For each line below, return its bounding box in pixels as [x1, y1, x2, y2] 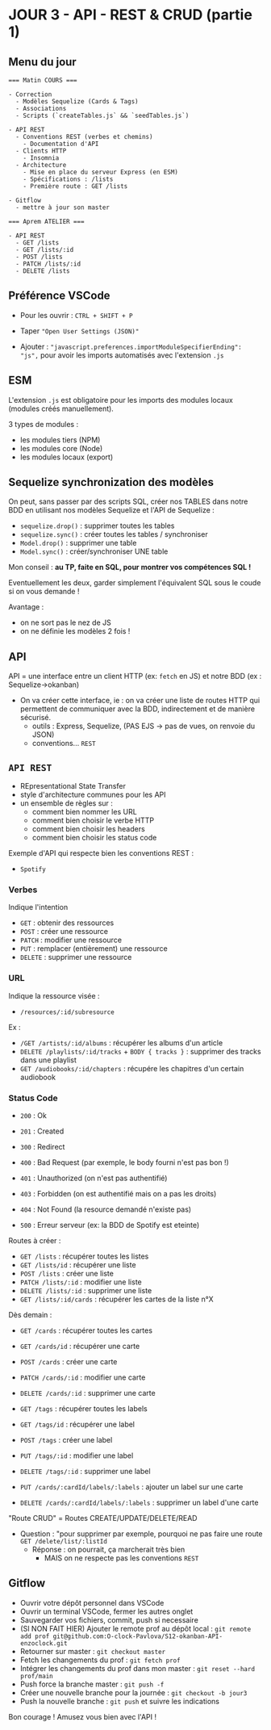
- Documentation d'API [23, 140, 99, 148]
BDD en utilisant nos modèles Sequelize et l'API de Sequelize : [8, 505, 215, 515]
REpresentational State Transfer [19, 781, 127, 791]
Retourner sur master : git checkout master [19, 1646, 166, 1656]
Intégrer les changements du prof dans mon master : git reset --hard [19, 1663, 256, 1673]
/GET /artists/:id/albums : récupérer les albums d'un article [19, 1037, 223, 1047]
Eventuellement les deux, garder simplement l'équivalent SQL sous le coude [8, 578, 261, 588]
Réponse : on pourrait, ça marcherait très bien [31, 1544, 186, 1554]
